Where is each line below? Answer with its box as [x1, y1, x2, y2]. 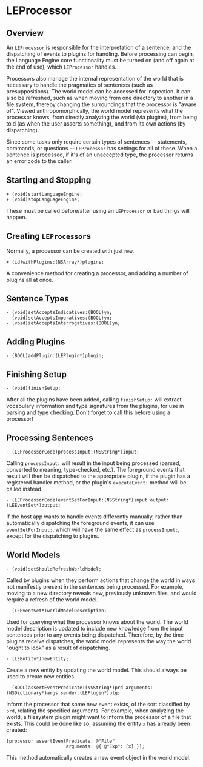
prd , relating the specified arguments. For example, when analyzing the [6, 707, 184, 714]
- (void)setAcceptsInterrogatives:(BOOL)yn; [6, 320, 121, 326]
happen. [6, 213, 27, 221]
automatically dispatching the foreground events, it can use [6, 519, 155, 526]
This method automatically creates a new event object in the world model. [6, 754, 191, 761]
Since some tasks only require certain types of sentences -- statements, [6, 138, 187, 146]
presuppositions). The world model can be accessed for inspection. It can [6, 88, 191, 95]
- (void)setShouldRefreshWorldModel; [6, 566, 102, 572]
